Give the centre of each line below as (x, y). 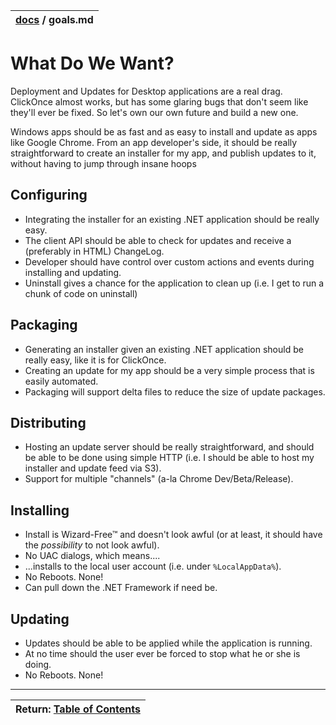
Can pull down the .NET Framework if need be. (121, 588)
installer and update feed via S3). (93, 468)
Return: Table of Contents (78, 709)
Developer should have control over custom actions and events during (169, 261)
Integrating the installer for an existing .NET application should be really (172, 219)
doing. (38, 664)
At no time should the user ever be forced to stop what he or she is (162, 653)
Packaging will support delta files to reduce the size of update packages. (175, 391)
